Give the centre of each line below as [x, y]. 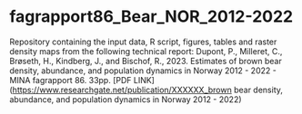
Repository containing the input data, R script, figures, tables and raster [143, 42]
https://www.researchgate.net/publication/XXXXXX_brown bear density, [148, 90]
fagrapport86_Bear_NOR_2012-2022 [151, 17]
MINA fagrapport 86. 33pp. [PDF [70, 80]
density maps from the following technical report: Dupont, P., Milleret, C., [146, 51]
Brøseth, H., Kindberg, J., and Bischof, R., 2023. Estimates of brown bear [146, 61]
